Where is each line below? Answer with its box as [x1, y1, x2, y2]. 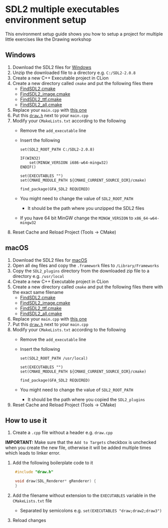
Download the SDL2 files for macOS [12, 257, 88, 263]
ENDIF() [20, 165, 36, 170]
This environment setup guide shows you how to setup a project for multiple [5, 31, 163, 37]
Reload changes [12, 517, 46, 523]
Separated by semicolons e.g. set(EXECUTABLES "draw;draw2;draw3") [20, 507, 162, 513]
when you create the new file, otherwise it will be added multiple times [5, 444, 151, 451]
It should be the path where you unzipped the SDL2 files [27, 205, 144, 211]
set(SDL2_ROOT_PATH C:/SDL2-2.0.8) [20, 147, 95, 152]
